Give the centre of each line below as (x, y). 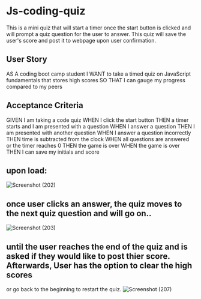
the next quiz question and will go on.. (79, 213)
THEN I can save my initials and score (53, 152)
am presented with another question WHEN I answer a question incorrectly (99, 133)
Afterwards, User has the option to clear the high (99, 265)
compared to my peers (34, 86)
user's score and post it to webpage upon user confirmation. (81, 40)
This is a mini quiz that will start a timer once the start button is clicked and (99, 28)
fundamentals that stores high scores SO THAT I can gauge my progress (96, 80)
